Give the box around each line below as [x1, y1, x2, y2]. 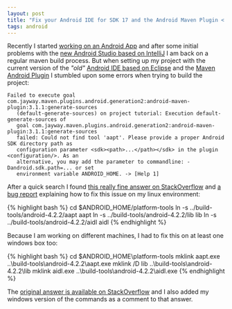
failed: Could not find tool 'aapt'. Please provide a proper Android [16, 134, 225, 142]
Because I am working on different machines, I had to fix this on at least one [7, 232, 224, 240]
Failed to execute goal [7, 92, 76, 99]
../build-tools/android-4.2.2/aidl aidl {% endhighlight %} [7, 218, 167, 227]
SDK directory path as [7, 140, 73, 147]
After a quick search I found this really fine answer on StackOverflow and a [7, 182, 222, 191]
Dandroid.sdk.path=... [7, 165, 73, 171]
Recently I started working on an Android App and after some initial [7, 42, 199, 50]
